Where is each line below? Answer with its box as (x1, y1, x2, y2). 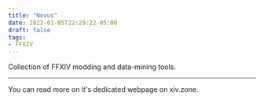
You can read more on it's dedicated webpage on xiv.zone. (8, 85, 199, 94)
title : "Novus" (8, 11, 58, 20)
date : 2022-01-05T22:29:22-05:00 (8, 19, 118, 27)
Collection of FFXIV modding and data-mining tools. (8, 62, 177, 71)
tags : (8, 33, 26, 42)
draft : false (8, 26, 51, 34)
